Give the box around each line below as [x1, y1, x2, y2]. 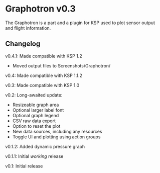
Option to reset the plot [12, 123, 61, 129]
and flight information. [5, 25, 51, 31]
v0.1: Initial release [5, 163, 43, 169]
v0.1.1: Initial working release [5, 153, 64, 159]
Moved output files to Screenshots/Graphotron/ [12, 62, 111, 68]
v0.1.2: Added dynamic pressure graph [5, 143, 85, 149]
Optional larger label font [12, 107, 64, 113]
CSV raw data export [12, 118, 56, 124]
